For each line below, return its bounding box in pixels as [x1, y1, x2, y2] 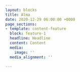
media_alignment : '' [10, 54, 53, 60]
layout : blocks [5, 7, 37, 13]
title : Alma [5, 12, 30, 17]
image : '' [14, 50, 35, 55]
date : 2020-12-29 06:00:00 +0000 [5, 17, 75, 22]
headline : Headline [10, 36, 51, 41]
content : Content [10, 41, 46, 46]
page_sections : [5, 21, 37, 27]
